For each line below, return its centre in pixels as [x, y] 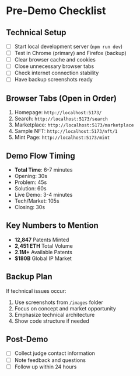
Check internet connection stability [57, 73]
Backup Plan [29, 277]
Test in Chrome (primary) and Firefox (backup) [70, 53]
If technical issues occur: [36, 290]
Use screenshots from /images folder [59, 302]
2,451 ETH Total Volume [43, 246]
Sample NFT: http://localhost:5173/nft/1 [66, 131]
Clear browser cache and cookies [55, 60]
